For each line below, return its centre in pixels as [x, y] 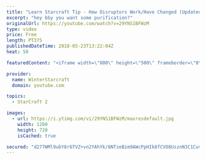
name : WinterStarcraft [41, 79]
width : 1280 [32, 124]
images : [16, 113]
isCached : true [37, 136]
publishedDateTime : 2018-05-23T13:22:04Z [60, 46]
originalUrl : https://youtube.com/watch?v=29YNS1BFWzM [78, 23]
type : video [21, 29]
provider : [19, 74]
